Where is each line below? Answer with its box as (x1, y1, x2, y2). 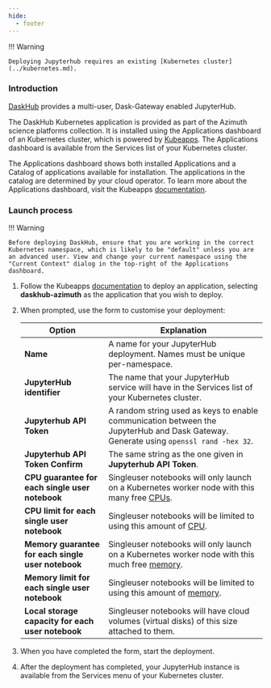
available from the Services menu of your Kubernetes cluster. (19, 671, 224, 681)
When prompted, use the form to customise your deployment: (19, 305, 226, 316)
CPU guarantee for (23, 472, 98, 483)
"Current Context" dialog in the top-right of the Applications (8, 260, 229, 268)
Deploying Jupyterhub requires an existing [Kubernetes (8, 57, 200, 66)
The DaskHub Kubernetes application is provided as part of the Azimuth (8, 117, 248, 126)
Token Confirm (23, 459, 83, 470)
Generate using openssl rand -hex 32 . (108, 435, 254, 447)
